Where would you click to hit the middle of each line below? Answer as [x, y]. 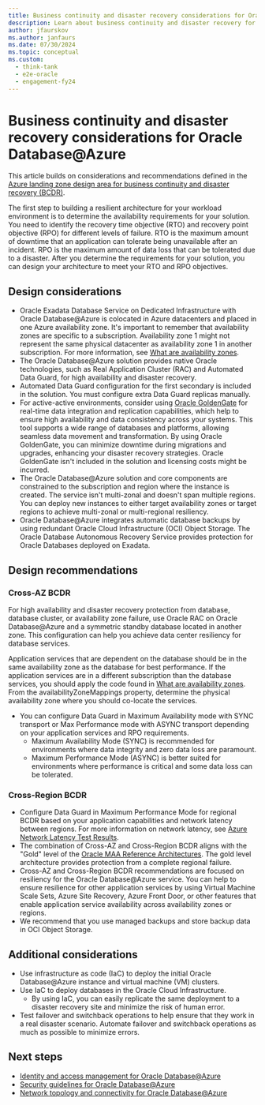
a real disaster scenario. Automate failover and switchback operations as [138, 1024]
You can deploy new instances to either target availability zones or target [138, 504]
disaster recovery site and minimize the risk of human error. [128, 1007]
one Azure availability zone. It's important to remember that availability [134, 328]
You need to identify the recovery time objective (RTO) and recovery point [128, 225]
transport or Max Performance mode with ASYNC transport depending [134, 724]
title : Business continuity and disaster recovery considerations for [127, 15]
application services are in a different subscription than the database [120, 675]
